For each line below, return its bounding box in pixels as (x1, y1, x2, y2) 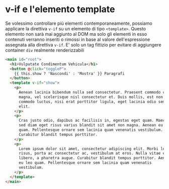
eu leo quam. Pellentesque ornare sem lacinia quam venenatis (18, 160, 152, 165)
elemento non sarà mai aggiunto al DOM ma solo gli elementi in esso (5, 31, 147, 37)
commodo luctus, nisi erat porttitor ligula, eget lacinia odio (18, 99, 156, 104)
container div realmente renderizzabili (5, 47, 84, 53)
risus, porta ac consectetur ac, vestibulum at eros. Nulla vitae (18, 151, 161, 156)
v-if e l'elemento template (5, 4, 115, 15)
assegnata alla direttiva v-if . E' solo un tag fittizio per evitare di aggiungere (5, 41, 162, 48)
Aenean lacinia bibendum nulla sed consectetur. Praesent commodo (18, 90, 161, 95)
